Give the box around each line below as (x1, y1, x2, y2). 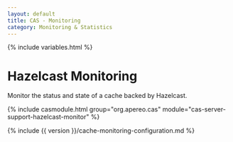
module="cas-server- (162, 105, 226, 114)
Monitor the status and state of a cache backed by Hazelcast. (7, 92, 188, 100)
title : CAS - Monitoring (7, 17, 81, 24)
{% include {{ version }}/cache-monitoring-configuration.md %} (7, 126, 195, 135)
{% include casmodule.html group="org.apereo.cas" (7, 105, 161, 114)
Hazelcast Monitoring (7, 68, 138, 84)
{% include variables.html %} (7, 43, 93, 52)
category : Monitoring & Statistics (7, 23, 113, 31)
